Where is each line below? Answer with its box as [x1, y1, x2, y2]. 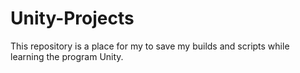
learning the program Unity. [10, 50, 124, 62]
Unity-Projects [10, 7, 135, 30]
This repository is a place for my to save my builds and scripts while [10, 40, 290, 52]
